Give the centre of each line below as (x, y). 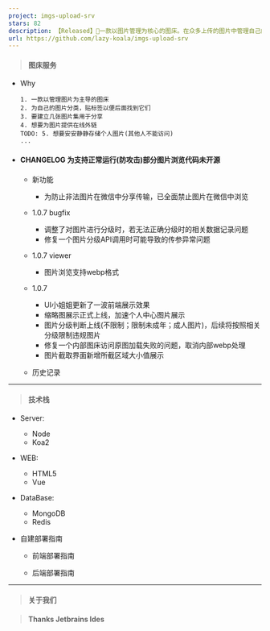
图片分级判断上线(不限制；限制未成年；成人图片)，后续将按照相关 (152, 325)
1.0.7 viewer (51, 255)
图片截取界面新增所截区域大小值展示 (104, 355)
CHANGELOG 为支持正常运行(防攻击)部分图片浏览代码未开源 (120, 160)
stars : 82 (25, 23)
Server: (32, 418)
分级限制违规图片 (72, 334)
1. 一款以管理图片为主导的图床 (64, 100)
